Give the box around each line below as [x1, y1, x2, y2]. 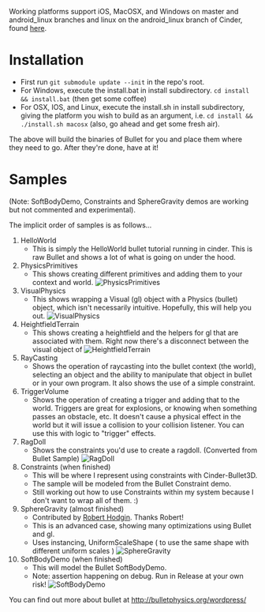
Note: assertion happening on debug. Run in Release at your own [32, 571, 244, 580]
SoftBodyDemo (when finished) [20, 554, 123, 564]
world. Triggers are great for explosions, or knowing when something [32, 403, 257, 413]
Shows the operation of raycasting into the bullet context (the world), [32, 361, 257, 370]
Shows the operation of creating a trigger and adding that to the [32, 395, 240, 404]
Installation [9, 51, 84, 69]
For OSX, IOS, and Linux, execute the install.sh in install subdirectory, [20, 102, 245, 111]
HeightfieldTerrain [20, 319, 80, 329]
